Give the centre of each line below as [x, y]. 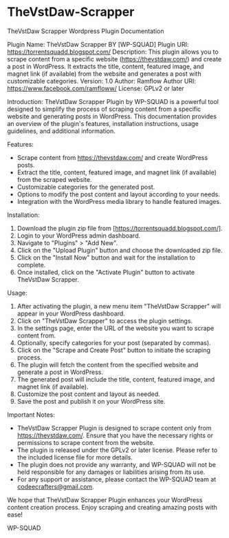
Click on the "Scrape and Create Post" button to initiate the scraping [114, 350]
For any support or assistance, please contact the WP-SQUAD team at [117, 479]
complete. [31, 265]
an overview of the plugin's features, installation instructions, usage [103, 123]
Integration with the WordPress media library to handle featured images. [119, 201]
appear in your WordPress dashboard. [71, 313]
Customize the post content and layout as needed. [88, 394]
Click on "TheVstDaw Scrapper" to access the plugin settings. [105, 320]
